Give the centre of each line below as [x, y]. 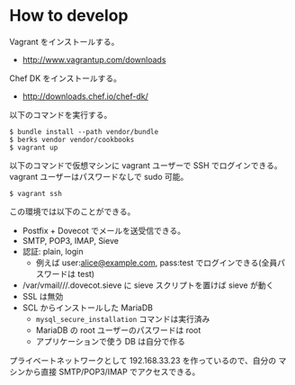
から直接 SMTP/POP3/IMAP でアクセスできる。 [112, 372]
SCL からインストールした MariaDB [87, 308]
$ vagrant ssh [36, 193]
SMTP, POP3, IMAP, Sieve [71, 240]
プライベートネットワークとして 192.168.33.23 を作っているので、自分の [143, 360]
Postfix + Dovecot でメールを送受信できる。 [104, 230]
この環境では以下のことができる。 [72, 211]
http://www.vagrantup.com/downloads [94, 59]
